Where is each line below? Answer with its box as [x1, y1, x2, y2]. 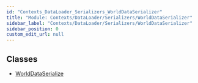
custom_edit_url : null [6, 32, 64, 38]
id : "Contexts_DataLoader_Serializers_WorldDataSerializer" [6, 8, 163, 15]
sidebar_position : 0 [6, 25, 59, 32]
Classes [6, 54, 38, 64]
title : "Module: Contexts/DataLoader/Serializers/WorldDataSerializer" [6, 15, 193, 21]
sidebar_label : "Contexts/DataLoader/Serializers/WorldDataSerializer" [6, 20, 193, 26]
